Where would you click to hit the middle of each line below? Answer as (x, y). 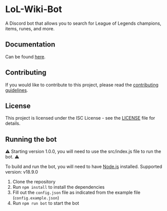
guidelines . (17, 90)
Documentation (30, 45)
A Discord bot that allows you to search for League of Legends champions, (83, 23)
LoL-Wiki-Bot (34, 9)
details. (13, 123)
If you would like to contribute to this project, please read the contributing (82, 85)
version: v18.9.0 (22, 172)
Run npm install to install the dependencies (58, 187)
